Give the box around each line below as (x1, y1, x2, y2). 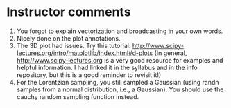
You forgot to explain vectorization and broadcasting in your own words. (16, 27, 223, 35)
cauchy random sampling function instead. (16, 92, 139, 100)
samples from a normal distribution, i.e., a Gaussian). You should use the (16, 85, 224, 94)
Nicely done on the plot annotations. (16, 34, 121, 42)
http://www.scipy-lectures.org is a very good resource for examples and (16, 56, 223, 64)
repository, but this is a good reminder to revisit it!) (16, 70, 162, 79)
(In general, (154, 49, 187, 57)
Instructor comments (6, 4, 131, 20)
